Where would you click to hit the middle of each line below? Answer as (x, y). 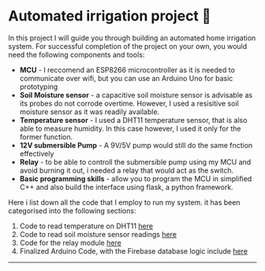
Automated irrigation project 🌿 (110, 16)
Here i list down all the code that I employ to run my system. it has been (124, 202)
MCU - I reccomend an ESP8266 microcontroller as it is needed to (127, 69)
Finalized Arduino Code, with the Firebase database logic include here (134, 251)
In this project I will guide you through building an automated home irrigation (132, 38)
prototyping (39, 87)
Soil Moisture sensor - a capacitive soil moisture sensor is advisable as (136, 95)
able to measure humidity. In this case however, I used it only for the (130, 128)
